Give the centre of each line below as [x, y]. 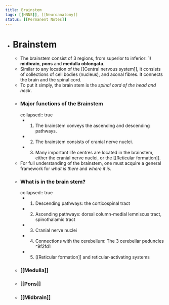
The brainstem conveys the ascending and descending [93, 125]
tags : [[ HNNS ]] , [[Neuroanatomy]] [42, 15]
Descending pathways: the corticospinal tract [83, 203]
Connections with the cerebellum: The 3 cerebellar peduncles [100, 241]
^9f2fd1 [43, 246]
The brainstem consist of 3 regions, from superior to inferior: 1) [86, 58]
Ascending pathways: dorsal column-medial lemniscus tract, [98, 214]
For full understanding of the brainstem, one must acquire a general [91, 163]
